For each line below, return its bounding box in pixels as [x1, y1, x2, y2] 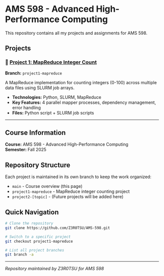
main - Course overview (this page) [12, 184, 83, 189]
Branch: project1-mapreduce [5, 70, 62, 76]
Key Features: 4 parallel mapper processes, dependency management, [12, 99, 156, 105]
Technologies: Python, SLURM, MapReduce [12, 94, 102, 100]
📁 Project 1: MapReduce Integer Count [5, 59, 97, 66]
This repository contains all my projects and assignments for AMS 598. [5, 30, 148, 36]
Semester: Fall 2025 [5, 147, 46, 153]
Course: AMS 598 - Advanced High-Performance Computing [5, 141, 128, 147]
